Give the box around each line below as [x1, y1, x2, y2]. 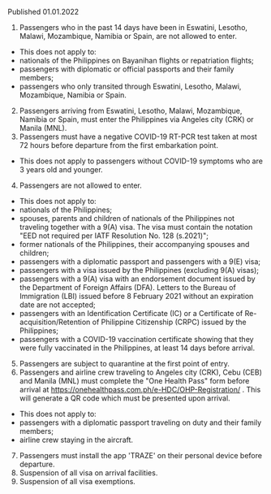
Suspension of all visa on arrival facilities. [19, 468, 158, 478]
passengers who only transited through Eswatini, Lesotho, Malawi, [19, 81, 242, 91]
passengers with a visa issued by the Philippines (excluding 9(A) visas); [19, 266, 259, 275]
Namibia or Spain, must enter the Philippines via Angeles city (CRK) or [19, 115, 254, 124]
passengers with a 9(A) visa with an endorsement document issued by [19, 274, 256, 284]
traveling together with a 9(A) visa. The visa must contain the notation [19, 223, 253, 232]
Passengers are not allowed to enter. [19, 180, 143, 190]
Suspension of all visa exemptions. [19, 477, 135, 486]
